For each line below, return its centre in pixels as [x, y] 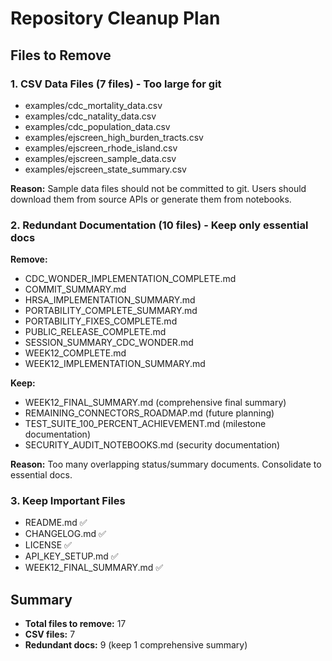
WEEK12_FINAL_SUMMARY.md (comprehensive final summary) [155, 403]
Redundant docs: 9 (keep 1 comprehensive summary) [136, 645]
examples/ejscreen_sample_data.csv [100, 158]
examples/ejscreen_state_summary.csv [105, 169]
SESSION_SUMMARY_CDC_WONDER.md [109, 343]
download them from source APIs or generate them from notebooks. [151, 199]
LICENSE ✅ [48, 545]
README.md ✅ [56, 523]
